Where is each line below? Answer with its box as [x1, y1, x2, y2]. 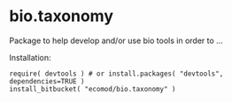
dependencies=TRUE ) [9, 76, 86, 85]
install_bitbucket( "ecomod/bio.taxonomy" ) [9, 84, 176, 93]
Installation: [9, 52, 51, 62]
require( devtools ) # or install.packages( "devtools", [9, 69, 224, 78]
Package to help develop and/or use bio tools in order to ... [9, 35, 223, 46]
